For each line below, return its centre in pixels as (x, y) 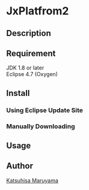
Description (29, 33)
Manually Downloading (41, 126)
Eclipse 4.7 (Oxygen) (32, 74)
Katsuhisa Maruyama (32, 180)
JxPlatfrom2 (38, 11)
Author (20, 166)
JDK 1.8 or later (25, 68)
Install (18, 93)
